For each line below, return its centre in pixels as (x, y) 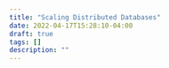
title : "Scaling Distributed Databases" (85, 17)
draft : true (31, 34)
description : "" (39, 50)
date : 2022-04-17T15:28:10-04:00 (71, 26)
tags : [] (25, 42)
